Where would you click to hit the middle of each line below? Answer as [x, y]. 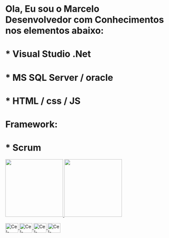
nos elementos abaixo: [55, 31]
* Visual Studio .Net [48, 54]
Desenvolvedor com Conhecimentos [85, 20]
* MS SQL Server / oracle [59, 78]
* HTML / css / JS [43, 101]
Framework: [31, 124]
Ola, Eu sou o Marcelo [52, 9]
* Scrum [23, 148]
